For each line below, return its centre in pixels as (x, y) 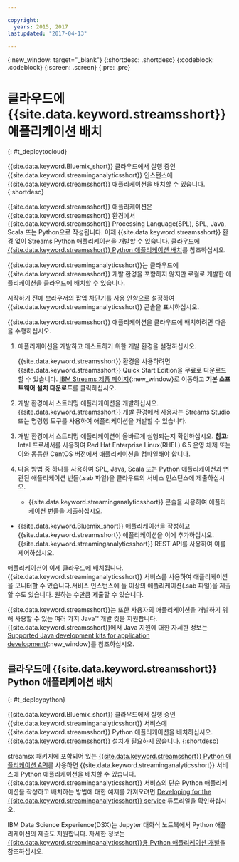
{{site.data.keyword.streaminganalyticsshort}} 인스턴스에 (90, 175)
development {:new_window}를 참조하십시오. (71, 644)
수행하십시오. (33, 331)
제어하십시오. (36, 553)
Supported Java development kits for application (79, 635)
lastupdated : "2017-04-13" (47, 33)
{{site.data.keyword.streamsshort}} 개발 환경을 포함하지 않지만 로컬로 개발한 (116, 274)
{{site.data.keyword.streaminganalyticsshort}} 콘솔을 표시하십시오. (103, 307)
